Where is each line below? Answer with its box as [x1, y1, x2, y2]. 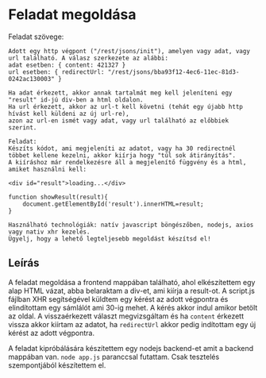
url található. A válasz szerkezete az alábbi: [8, 54, 169, 62]
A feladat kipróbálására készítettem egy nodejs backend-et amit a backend [8, 343, 254, 353]
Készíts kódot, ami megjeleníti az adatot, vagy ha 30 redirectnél [8, 145, 237, 152]
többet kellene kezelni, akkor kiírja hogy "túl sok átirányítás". [8, 151, 237, 160]
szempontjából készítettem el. [8, 360, 106, 370]
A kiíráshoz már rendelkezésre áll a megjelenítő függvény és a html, [8, 158, 247, 166]
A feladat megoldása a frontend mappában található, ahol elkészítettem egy [8, 277, 256, 287]
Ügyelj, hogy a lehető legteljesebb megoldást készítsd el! [8, 234, 212, 243]
